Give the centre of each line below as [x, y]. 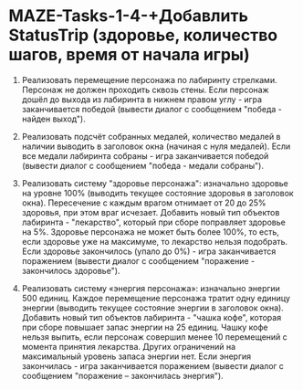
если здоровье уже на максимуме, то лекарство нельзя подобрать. [155, 241]
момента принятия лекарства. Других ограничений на [129, 346]
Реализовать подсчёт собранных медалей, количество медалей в [151, 136]
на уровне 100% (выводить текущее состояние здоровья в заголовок [157, 193]
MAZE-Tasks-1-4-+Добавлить [128, 16]
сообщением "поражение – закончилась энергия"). [123, 375]
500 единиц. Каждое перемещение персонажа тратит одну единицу [156, 298]
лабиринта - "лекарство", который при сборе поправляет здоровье [154, 222]
